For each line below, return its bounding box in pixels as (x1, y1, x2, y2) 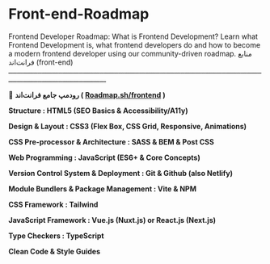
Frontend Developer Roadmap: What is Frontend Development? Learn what (8, 31, 259, 41)
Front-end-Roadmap (8, 5, 150, 23)
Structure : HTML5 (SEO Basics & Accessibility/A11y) (8, 106, 188, 115)
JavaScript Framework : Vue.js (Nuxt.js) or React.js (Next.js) (8, 215, 217, 224)
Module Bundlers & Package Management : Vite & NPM (8, 183, 196, 194)
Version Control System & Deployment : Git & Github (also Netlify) (8, 168, 233, 178)
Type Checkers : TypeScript (8, 231, 104, 241)
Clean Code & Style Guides (8, 246, 101, 256)
